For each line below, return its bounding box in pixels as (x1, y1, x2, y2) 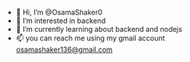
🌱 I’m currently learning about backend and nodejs (15, 25, 183, 33)
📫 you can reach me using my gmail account (15, 33, 165, 43)
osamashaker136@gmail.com (15, 45, 113, 54)
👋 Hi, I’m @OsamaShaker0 (15, 8, 103, 17)
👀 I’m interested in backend (15, 16, 106, 25)
